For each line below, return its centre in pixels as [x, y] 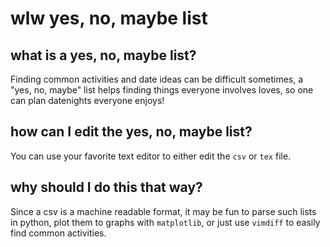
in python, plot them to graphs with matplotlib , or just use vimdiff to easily [165, 222]
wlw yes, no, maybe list [109, 18]
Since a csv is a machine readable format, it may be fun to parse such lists [163, 211]
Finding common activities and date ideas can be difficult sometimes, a [157, 79]
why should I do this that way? [106, 187]
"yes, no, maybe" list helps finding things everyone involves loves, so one [162, 90]
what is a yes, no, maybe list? [103, 55]
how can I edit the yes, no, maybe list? [131, 132]
